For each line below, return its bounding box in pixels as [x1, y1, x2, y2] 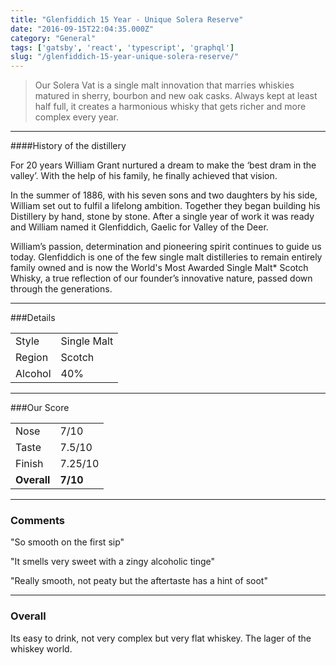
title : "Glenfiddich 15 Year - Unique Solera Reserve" [10, 14, 244, 25]
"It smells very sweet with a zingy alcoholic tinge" [10, 556, 215, 568]
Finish [15, 457, 44, 471]
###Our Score [10, 402, 70, 414]
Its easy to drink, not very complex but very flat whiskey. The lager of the [10, 632, 312, 644]
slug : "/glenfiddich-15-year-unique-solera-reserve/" [10, 52, 240, 62]
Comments [10, 514, 65, 528]
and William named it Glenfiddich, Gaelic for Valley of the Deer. [10, 221, 269, 233]
